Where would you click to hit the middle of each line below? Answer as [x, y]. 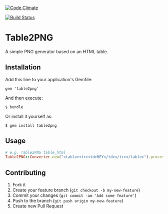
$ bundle [14, 107]
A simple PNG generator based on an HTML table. [57, 51]
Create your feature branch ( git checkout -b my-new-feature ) [76, 190]
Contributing [25, 173]
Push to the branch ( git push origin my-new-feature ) [68, 201]
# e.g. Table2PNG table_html [35, 152]
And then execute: [24, 98]
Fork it [19, 185]
